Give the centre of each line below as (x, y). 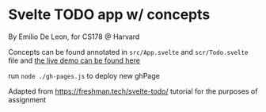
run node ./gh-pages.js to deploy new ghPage (84, 75)
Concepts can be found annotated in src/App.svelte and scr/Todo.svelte (128, 52)
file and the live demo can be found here (74, 60)
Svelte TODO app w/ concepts (109, 15)
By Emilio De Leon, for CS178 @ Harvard (74, 37)
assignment (27, 99)
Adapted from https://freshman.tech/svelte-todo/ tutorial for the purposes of (133, 91)
